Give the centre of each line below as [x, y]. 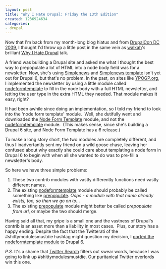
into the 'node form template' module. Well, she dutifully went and [73, 114]
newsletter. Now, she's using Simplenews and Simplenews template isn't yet [83, 73]
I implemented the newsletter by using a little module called [66, 83]
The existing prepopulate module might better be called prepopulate [82, 206]
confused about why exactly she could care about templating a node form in [83, 150]
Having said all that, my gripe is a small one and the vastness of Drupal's [79, 221]
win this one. [18, 262]
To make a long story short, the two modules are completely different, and [81, 140]
